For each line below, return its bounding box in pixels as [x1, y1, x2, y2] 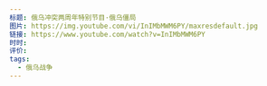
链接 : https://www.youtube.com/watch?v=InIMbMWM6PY [9, 30, 205, 39]
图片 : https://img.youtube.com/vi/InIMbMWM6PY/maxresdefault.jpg [9, 21, 259, 30]
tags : [9, 55, 30, 64]
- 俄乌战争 [17, 64, 53, 73]
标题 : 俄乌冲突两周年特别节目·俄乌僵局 [9, 13, 137, 22]
